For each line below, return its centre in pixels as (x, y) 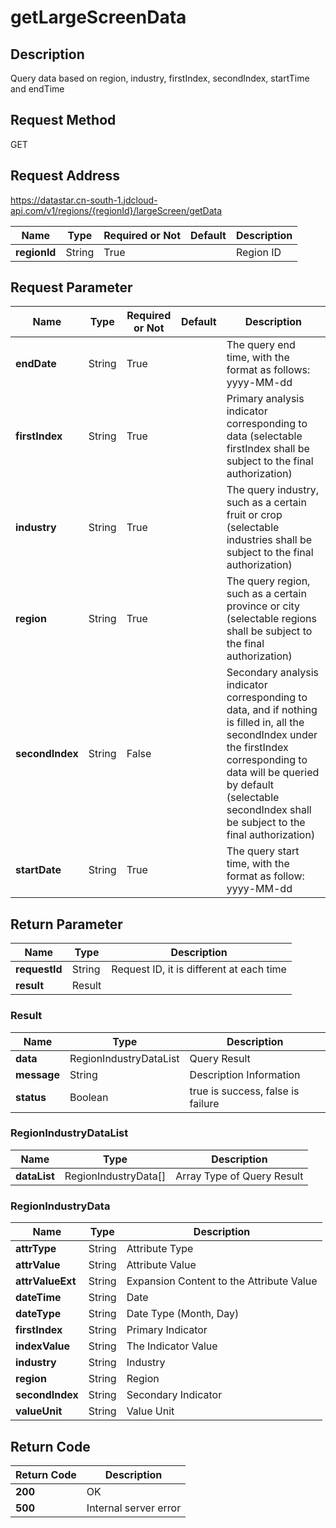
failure (204, 1103)
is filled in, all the (265, 723)
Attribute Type (160, 1249)
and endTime (37, 89)
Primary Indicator (167, 1330)
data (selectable (264, 436)
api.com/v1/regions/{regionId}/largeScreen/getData (116, 210)
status (31, 1097)
